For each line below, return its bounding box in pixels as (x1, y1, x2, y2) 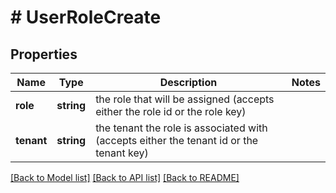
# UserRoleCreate (10, 6, 162, 29)
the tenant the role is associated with (95, 121, 268, 135)
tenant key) (95, 146, 149, 160)
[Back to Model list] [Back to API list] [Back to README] (10, 172, 240, 183)
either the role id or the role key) (95, 105, 247, 118)
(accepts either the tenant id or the (95, 134, 259, 147)
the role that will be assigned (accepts (95, 92, 275, 106)
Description (159, 76, 218, 89)
